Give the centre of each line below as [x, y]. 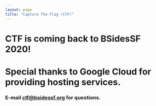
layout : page [19, 10]
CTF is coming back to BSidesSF [73, 39]
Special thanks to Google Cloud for [78, 71]
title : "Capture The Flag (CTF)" [40, 14]
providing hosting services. [63, 82]
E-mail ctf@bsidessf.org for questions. [53, 98]
